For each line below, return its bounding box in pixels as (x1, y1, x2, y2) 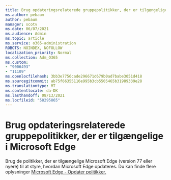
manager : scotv (5, 21, 38, 27)
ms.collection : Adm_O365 (5, 55, 58, 60)
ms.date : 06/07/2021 (5, 27, 49, 32)
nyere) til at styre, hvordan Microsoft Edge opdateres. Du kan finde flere (5, 164, 156, 170)
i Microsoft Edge (5, 141, 76, 153)
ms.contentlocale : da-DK (5, 88, 58, 93)
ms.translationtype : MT (5, 83, 56, 88)
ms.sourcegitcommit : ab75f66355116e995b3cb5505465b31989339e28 (5, 79, 142, 84)
